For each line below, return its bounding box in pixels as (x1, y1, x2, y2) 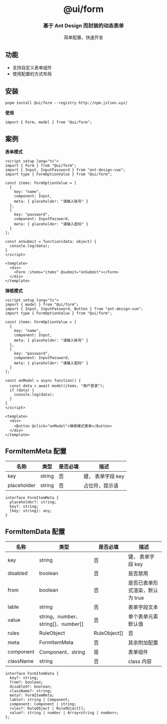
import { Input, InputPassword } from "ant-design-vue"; (5, 167, 126, 173)
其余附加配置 (128, 639, 159, 646)
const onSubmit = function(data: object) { (5, 239, 97, 244)
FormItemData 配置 (5, 528, 66, 536)
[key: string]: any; (9, 508, 52, 513)
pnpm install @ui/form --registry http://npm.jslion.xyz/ (5, 101, 128, 106)
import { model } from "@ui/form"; (5, 302, 79, 307)
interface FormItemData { (5, 671, 59, 676)
